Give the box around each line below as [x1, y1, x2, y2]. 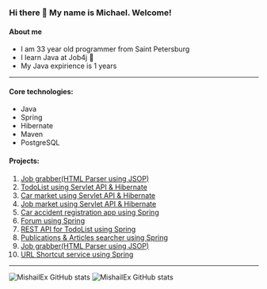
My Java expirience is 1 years [20, 61, 117, 70]
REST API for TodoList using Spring [20, 224, 136, 234]
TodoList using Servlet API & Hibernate [20, 182, 147, 192]
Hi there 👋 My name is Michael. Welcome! [9, 7, 173, 18]
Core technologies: [9, 86, 74, 96]
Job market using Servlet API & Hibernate [20, 199, 157, 208]
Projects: [9, 156, 40, 165]
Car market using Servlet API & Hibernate [20, 190, 156, 200]
